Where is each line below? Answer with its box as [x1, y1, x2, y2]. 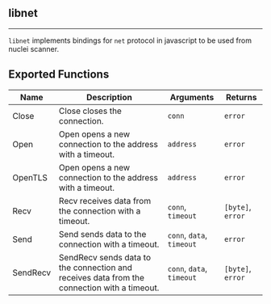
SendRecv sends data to [59, 251, 152, 263]
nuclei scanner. [8, 44, 59, 53]
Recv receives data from [59, 195, 152, 206]
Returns [225, 91, 257, 103]
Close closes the [59, 105, 123, 116]
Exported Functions [8, 68, 110, 82]
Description [85, 91, 133, 103]
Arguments [169, 91, 215, 103]
